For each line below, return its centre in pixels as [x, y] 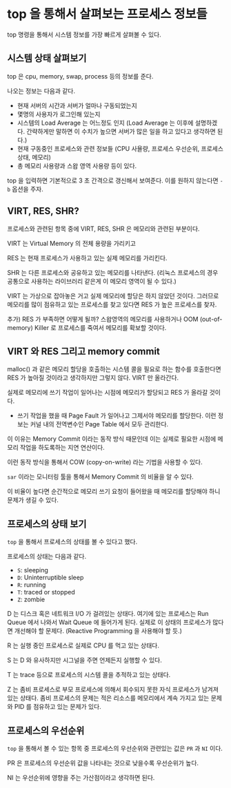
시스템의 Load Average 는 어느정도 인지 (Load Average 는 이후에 [105, 123]
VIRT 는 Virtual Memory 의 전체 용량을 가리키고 [72, 243]
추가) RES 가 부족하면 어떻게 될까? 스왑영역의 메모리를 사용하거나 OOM [103, 319]
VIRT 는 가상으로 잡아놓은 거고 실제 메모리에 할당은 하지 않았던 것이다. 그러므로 [113, 295]
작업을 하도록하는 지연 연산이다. [62, 448]
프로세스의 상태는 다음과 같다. [47, 557]
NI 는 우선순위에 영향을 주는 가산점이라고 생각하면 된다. [81, 778]
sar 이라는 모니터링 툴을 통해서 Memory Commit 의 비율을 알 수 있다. [101, 477]
